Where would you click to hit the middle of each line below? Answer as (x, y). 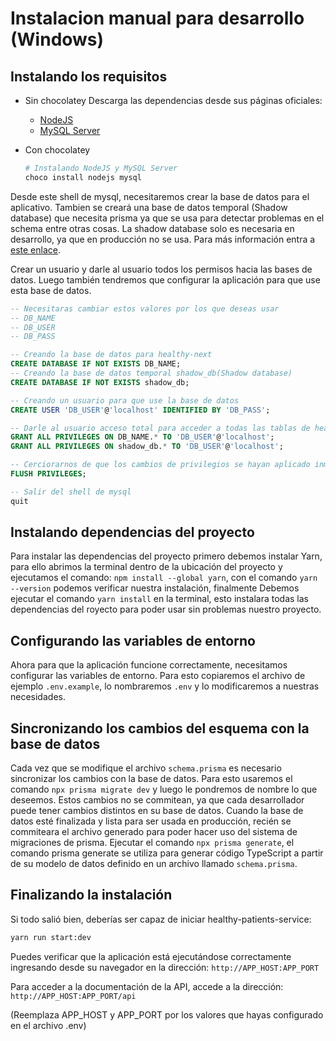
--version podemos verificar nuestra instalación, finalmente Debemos (155, 588)
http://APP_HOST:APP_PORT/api (73, 996)
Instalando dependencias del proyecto (132, 532)
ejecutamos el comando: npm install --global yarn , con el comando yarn (164, 578)
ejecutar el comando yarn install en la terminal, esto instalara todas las (160, 599)
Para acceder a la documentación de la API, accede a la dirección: (147, 986)
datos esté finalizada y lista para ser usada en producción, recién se (151, 821)
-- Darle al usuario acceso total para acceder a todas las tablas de (160, 428)
